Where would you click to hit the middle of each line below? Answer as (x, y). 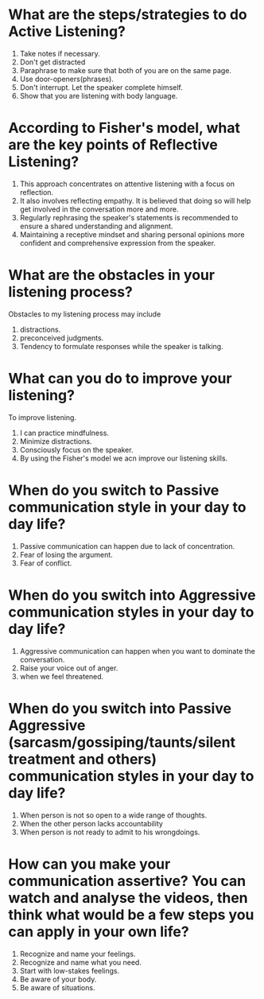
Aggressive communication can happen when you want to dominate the (138, 651)
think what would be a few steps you (131, 914)
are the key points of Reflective (113, 145)
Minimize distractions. (56, 441)
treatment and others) (83, 759)
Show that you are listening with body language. (99, 95)
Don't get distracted (52, 62)
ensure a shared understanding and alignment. (96, 226)
